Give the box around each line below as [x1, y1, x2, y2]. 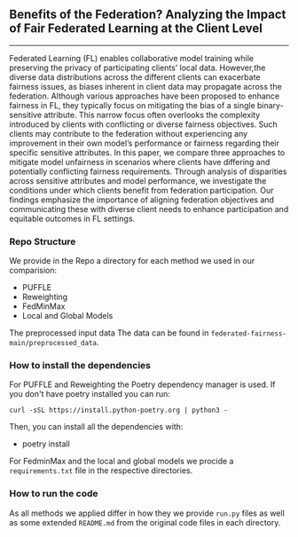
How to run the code [9, 487, 99, 500]
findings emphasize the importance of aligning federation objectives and [9, 194, 275, 205]
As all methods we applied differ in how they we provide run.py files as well [9, 508, 286, 518]
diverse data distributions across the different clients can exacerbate [9, 71, 261, 83]
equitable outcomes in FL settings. [9, 213, 136, 224]
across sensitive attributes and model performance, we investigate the [9, 175, 267, 186]
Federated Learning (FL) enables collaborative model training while [9, 52, 255, 63]
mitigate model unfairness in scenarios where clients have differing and [9, 156, 271, 167]
